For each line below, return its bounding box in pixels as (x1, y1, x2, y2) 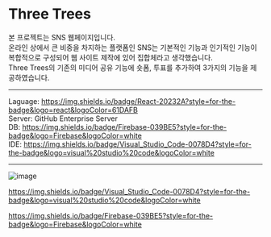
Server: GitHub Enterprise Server (8, 114, 119, 123)
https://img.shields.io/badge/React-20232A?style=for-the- (41, 96, 236, 106)
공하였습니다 (8, 73, 48, 82)
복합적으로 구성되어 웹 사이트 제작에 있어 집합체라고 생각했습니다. (8, 52, 214, 62)
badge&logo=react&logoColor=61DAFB (8, 105, 139, 114)
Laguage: (8, 96, 40, 106)
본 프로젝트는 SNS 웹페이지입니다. (8, 32, 115, 42)
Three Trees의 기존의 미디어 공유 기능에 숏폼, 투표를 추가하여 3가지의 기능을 (8, 62, 248, 73)
